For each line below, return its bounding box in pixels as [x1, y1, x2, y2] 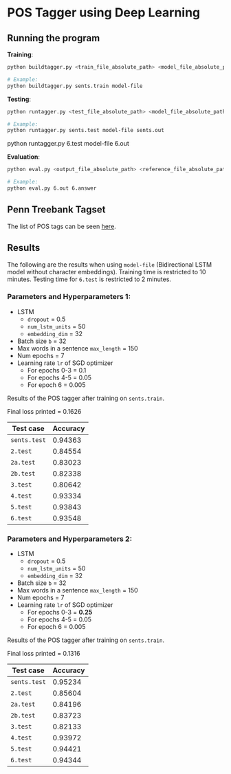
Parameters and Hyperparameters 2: [7, 534, 133, 544]
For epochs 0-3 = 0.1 [27, 366, 87, 374]
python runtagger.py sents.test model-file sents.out [7, 127, 165, 134]
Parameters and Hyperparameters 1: [7, 292, 131, 302]
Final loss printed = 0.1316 [7, 650, 80, 658]
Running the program [7, 32, 100, 44]
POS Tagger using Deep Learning [7, 5, 201, 21]
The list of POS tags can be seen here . [7, 222, 117, 230]
